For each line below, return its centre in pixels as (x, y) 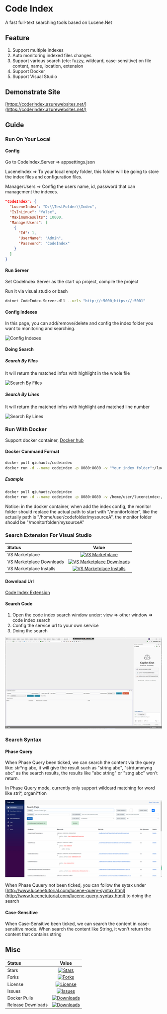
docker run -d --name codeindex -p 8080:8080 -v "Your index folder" (79, 468)
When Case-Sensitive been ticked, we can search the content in (71, 924)
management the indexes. (32, 192)
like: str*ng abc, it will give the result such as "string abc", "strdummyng (79, 768)
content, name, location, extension (48, 66)
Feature (17, 38)
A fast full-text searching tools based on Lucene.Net (59, 22)
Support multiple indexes (38, 50)
